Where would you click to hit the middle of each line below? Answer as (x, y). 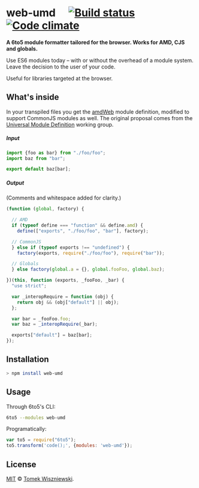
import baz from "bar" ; (36, 158)
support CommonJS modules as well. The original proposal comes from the (99, 118)
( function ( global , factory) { (45, 209)
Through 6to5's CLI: (31, 406)
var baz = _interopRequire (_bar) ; (55, 325)
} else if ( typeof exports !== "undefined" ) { (71, 247)
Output (15, 183)
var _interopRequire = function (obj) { (63, 297)
